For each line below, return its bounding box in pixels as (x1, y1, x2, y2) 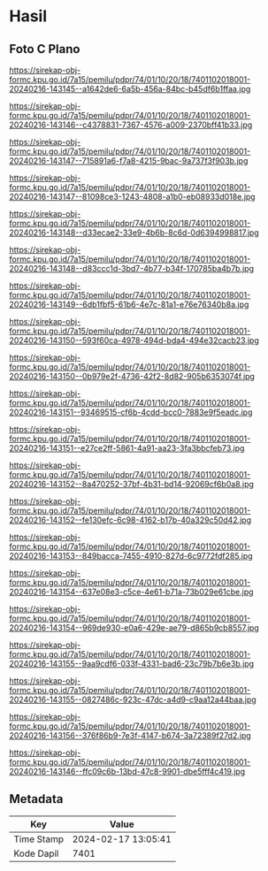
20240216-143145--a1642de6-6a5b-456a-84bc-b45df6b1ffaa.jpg (9, 84, 251, 94)
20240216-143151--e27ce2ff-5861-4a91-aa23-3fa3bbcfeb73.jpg (9, 443, 245, 453)
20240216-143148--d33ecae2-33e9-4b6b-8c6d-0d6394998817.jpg (9, 227, 259, 238)
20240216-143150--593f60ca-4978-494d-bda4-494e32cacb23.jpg (9, 335, 259, 346)
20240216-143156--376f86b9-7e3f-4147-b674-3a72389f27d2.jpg (9, 730, 252, 740)
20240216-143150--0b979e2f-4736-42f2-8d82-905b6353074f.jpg (9, 371, 255, 381)
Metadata (9, 791, 64, 806)
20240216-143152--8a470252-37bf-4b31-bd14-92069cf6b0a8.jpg (9, 479, 255, 489)
